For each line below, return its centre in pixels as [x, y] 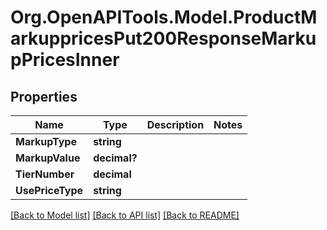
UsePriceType [49, 190]
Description [175, 124]
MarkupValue [48, 158]
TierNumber [45, 174]
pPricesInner [65, 60]
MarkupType [46, 141]
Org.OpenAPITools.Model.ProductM [164, 17]
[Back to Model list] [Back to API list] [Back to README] [125, 215]
